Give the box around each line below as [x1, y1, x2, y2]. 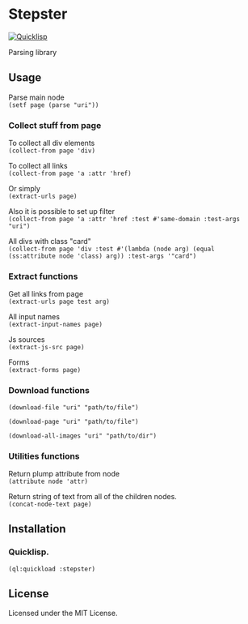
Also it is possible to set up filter [8, 207, 116, 216]
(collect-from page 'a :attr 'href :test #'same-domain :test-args [8, 216, 241, 224]
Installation [8, 522, 66, 536]
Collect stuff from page [8, 119, 102, 130]
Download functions [8, 385, 90, 396]
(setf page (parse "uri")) [8, 100, 99, 109]
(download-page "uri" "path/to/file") [8, 417, 139, 425]
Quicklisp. [8, 546, 50, 558]
